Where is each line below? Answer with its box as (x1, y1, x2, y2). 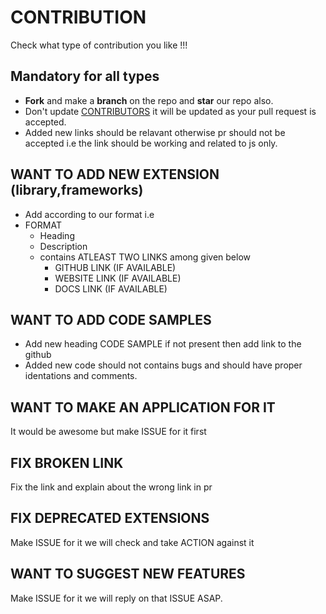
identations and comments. (24, 370, 138, 382)
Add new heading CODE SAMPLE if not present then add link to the (24, 338, 302, 350)
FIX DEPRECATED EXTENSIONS (10, 510, 210, 527)
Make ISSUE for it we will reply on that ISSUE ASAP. (10, 592, 223, 604)
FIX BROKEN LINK (10, 454, 124, 471)
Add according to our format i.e (24, 208, 155, 220)
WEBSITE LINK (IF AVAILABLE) (54, 272, 182, 284)
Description (39, 240, 88, 252)
